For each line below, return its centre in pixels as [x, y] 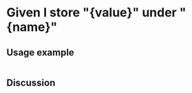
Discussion [31, 83]
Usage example [41, 52]
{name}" [32, 27]
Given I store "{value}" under [92, 13]
